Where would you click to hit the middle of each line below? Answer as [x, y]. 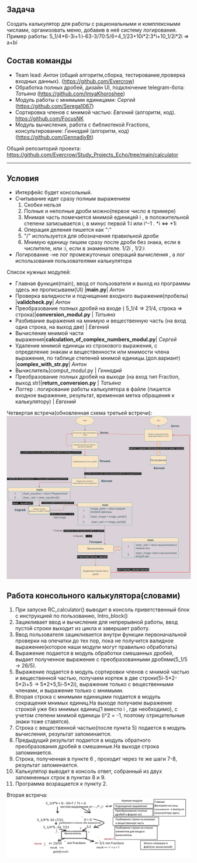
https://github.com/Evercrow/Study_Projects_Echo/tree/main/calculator [93, 154]
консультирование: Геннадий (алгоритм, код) [72, 130]
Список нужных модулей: [39, 272]
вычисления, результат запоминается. [63, 734]
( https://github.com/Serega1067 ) [54, 106]
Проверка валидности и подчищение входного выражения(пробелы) [102, 296]
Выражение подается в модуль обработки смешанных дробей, [94, 653]
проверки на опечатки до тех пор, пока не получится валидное [94, 641]
